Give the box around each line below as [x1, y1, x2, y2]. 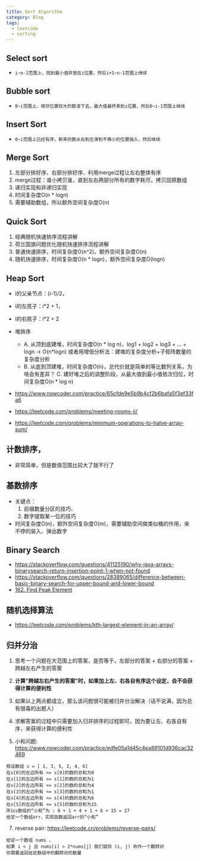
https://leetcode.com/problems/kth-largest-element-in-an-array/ [14, 622, 174, 629]
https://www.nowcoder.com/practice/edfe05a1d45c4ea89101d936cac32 [14, 745, 193, 752]
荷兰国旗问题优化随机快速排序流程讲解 [14, 241, 109, 248]
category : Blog [6, 14, 44, 20]
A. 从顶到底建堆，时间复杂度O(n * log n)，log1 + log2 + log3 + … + [23, 341, 187, 348]
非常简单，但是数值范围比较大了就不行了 [14, 461, 114, 469]
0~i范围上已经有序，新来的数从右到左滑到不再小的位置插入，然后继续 [14, 136, 161, 142]
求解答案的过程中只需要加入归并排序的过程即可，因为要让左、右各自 [14, 718, 182, 725]
